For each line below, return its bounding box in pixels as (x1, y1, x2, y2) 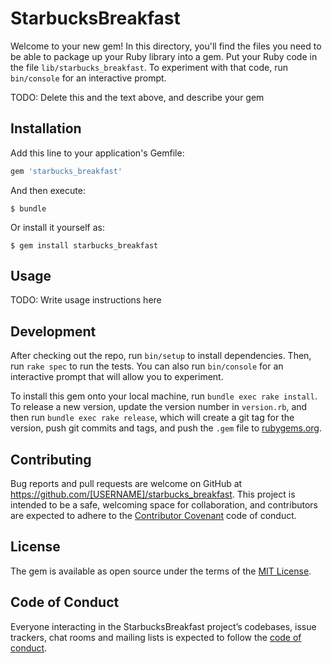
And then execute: (10, 184, 86, 196)
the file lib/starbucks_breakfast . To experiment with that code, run (10, 61, 288, 73)
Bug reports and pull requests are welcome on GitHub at (10, 478, 243, 490)
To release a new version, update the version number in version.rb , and (10, 401, 308, 413)
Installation (10, 120, 82, 137)
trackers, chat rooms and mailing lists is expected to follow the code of (10, 631, 302, 643)
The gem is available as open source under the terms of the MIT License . (10, 565, 312, 577)
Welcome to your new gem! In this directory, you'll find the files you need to (10, 40, 322, 52)
